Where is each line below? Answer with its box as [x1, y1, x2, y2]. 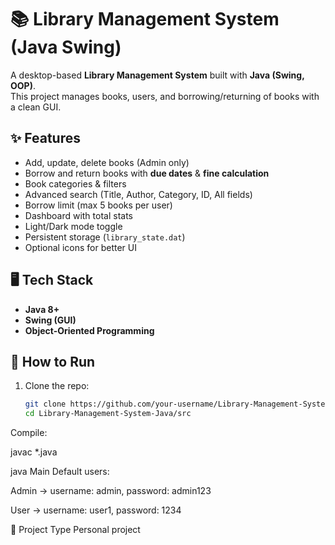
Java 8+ [24, 303, 60, 315]
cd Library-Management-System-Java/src [24, 409, 192, 419]
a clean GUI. [10, 101, 62, 113]
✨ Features [10, 130, 81, 147]
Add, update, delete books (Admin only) [24, 156, 190, 168]
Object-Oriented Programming [24, 324, 155, 336]
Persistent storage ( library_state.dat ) [24, 231, 186, 243]
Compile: [10, 427, 48, 439]
